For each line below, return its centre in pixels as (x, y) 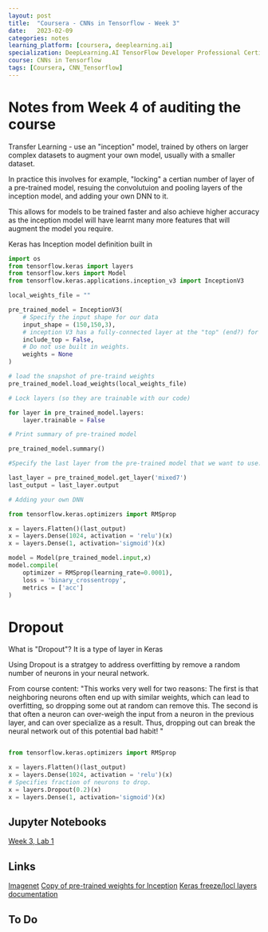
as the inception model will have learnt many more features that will (119, 220)
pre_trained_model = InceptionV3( (66, 310)
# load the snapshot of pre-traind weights (82, 377)
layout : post (30, 16)
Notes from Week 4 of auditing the (125, 107)
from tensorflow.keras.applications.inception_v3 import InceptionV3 (126, 281)
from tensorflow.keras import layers (71, 266)
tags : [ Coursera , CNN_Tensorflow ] (66, 68)
